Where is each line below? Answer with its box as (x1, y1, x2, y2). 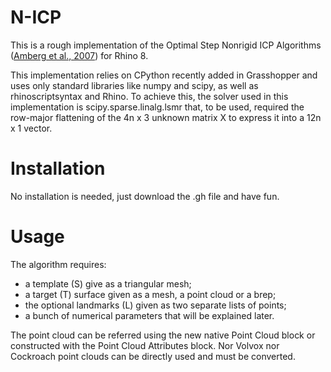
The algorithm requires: (10, 258, 107, 270)
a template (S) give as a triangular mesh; (24, 277, 192, 290)
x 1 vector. (10, 122, 53, 134)
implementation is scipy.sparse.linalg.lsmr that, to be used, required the (10, 101, 305, 113)
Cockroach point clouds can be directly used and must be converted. (10, 350, 296, 362)
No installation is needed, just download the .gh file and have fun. (10, 190, 280, 202)
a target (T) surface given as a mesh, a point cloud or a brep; (24, 288, 277, 300)
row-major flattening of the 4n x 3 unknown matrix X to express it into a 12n (10, 111, 322, 123)
